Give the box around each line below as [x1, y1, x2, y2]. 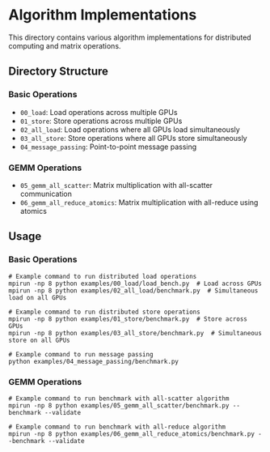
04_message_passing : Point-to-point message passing [19, 142, 197, 151]
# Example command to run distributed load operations [8, 272, 197, 280]
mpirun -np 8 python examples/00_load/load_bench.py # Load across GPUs [8, 279, 263, 288]
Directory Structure [8, 65, 109, 79]
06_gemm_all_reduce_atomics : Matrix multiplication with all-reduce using [19, 197, 259, 207]
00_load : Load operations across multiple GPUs [19, 107, 178, 117]
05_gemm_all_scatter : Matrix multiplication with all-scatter [19, 180, 213, 190]
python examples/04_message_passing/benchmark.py [8, 357, 179, 365]
